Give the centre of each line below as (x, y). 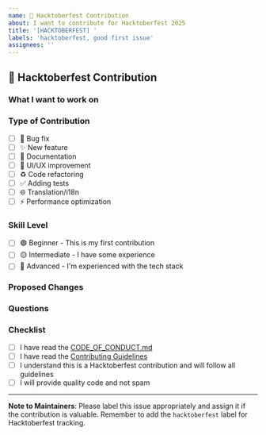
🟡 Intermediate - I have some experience (87, 255)
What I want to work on (53, 100)
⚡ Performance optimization (65, 202)
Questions (28, 309)
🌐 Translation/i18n (49, 192)
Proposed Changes (46, 287)
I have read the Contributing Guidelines (84, 356)
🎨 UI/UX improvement (55, 165)
